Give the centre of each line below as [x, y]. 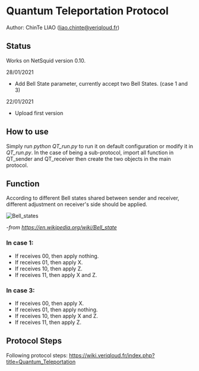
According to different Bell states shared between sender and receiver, [93, 198]
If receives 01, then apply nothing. [56, 309]
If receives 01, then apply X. [49, 262]
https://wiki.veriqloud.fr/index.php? [112, 355]
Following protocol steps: [37, 355]
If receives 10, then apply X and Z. [56, 316]
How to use [27, 132]
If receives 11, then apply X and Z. [56, 275]
